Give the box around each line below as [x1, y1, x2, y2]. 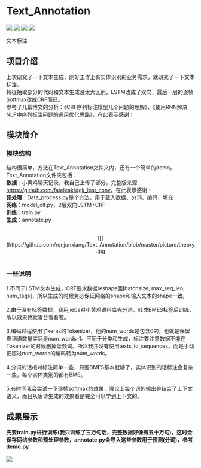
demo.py [6, 443, 29, 450]
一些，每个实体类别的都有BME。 [6, 371, 86, 378]
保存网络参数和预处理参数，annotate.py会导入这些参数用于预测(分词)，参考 [6, 436, 193, 443]
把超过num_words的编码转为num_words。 [6, 350, 111, 357]
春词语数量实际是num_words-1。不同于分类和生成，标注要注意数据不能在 [6, 335, 186, 342]
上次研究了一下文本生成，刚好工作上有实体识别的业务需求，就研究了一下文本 [6, 73, 195, 80]
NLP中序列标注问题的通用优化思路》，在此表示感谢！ [6, 111, 135, 118]
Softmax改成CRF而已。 [6, 96, 63, 103]
